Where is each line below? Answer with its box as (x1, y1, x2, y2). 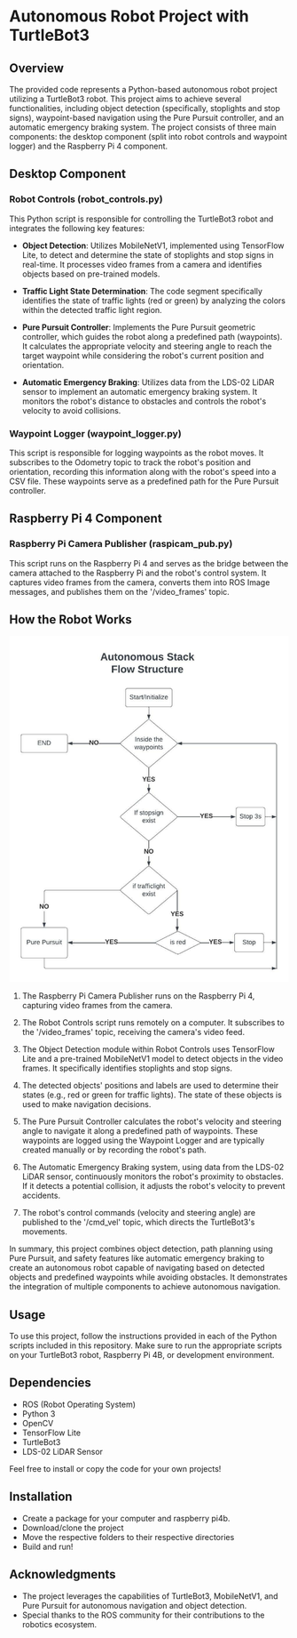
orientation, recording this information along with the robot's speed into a (9, 466, 277, 477)
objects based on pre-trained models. (21, 269, 160, 279)
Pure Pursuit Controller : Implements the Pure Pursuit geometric (21, 322, 256, 333)
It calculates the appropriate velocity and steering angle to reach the (21, 341, 272, 351)
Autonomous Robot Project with (9, 6, 250, 27)
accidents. (21, 1190, 60, 1201)
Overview (9, 60, 65, 76)
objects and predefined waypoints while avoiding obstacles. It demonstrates (9, 1272, 288, 1282)
